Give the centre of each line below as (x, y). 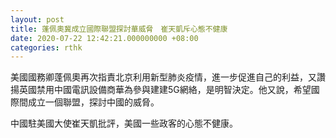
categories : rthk (46, 47)
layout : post (37, 19)
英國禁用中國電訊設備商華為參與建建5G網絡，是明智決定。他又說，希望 (165, 90)
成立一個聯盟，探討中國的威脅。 (93, 102)
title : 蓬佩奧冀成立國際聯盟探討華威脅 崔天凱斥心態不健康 (119, 29)
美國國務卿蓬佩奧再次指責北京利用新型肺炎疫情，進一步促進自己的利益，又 (163, 77)
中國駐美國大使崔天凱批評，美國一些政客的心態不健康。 (124, 123)
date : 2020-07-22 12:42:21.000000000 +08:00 (104, 38)
